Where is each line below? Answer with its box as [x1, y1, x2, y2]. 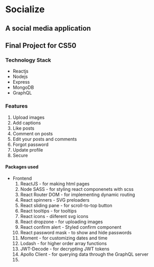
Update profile [12, 147, 43, 153]
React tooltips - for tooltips [20, 208, 77, 214]
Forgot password [12, 141, 48, 148]
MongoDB [12, 84, 34, 90]
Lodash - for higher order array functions [20, 240, 107, 246]
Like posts [12, 125, 35, 131]
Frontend [12, 175, 32, 181]
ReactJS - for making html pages [20, 180, 90, 187]
